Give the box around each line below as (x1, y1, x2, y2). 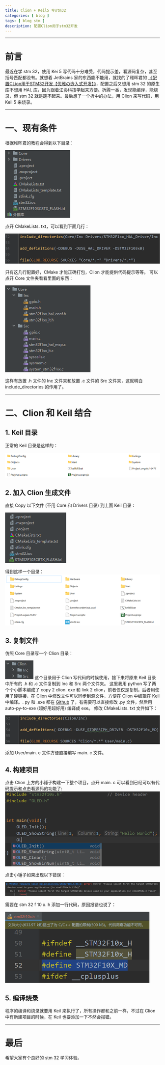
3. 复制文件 (5, 636, 39, 645)
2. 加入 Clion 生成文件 (5, 489, 71, 497)
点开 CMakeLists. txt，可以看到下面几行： (5, 223, 89, 229)
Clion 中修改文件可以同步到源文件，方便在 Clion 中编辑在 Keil (36, 693, 160, 699)
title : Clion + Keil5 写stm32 (5, 8, 66, 13)
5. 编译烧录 (5, 994, 38, 1002)
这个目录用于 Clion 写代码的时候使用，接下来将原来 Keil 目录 (34, 675, 156, 681)
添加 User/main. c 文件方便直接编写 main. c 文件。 (5, 750, 107, 756)
